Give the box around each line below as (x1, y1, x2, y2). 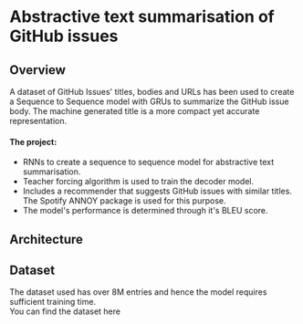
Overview (9, 62, 67, 78)
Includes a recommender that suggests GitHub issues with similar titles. (22, 185, 292, 197)
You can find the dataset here (9, 306, 121, 317)
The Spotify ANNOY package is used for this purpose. (22, 195, 226, 206)
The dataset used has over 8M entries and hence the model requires (9, 287, 267, 298)
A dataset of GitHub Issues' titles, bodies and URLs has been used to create (9, 87, 295, 97)
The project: (9, 136, 57, 147)
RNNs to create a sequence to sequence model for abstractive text (22, 157, 275, 168)
